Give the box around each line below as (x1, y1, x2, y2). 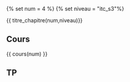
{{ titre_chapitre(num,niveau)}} (6, 17, 83, 24)
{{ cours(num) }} (6, 50, 48, 57)
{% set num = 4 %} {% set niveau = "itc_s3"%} (6, 5, 125, 12)
